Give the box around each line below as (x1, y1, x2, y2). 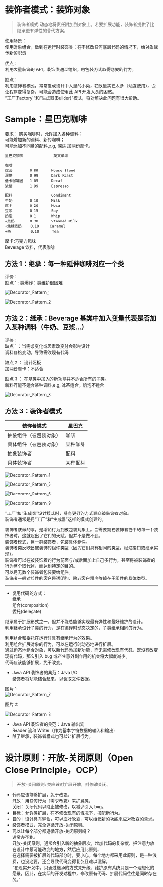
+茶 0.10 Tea (5, 229, 59, 234)
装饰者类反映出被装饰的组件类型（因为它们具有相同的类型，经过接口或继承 (5, 545, 154, 551)
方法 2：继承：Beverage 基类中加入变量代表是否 (5, 314, 150, 323)
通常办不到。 (12, 834, 38, 840)
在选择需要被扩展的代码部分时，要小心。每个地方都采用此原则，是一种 (12, 853, 153, 858)
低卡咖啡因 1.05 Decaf (5, 178, 63, 183)
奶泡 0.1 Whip (5, 213, 61, 219)
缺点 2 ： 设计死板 (5, 359, 41, 365)
